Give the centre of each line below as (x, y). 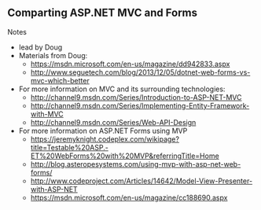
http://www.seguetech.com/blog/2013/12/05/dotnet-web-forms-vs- (140, 72)
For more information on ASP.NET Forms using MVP (103, 131)
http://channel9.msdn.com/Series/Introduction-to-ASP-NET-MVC (136, 97)
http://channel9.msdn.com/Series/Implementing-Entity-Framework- (140, 105)
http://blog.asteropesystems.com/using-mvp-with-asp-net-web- (136, 164)
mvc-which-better (60, 80)
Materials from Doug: (53, 55)
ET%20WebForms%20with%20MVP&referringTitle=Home (125, 156)
